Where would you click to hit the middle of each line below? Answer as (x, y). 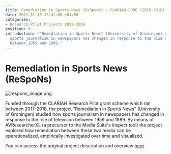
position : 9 (18, 29)
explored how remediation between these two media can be (68, 130)
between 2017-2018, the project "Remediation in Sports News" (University (83, 109)
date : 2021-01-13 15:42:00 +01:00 (42, 15)
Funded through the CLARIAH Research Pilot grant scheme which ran (78, 103)
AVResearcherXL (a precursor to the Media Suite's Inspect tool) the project (84, 125)
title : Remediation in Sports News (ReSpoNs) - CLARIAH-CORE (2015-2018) (85, 10)
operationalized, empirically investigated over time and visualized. (74, 136)
